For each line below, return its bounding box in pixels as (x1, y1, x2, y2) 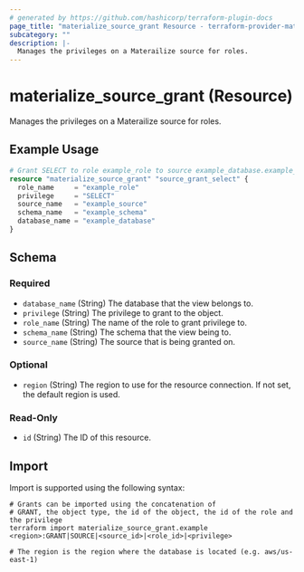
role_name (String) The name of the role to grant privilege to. (22, 317, 247, 328)
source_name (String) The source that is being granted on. (22, 336, 236, 347)
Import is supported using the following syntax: (9, 481, 185, 493)
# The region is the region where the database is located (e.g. (9, 547, 261, 557)
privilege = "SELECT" (17, 191, 116, 200)
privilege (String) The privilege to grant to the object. (22, 307, 223, 318)
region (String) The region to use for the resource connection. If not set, (22, 379, 291, 390)
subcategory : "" (9, 30, 71, 39)
